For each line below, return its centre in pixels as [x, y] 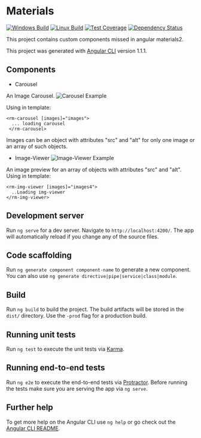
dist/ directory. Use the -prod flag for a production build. [77, 316]
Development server [45, 216]
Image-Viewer [32, 158]
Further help [30, 408]
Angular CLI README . [33, 428]
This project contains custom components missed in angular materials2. [95, 39]
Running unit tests [41, 335]
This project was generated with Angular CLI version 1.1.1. [77, 51]
